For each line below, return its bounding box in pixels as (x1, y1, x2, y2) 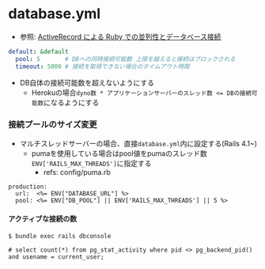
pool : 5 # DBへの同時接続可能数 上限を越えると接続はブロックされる (15, 55, 236, 63)
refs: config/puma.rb (43, 167, 111, 176)
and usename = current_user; (8, 253, 104, 261)
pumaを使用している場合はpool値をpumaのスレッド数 (31, 148, 207, 158)
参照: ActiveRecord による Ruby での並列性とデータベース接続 (19, 32, 221, 41)
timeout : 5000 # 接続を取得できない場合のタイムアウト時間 (15, 63, 190, 70)
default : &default (8, 47, 69, 55)
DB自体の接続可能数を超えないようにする (19, 78, 154, 87)
